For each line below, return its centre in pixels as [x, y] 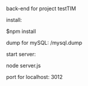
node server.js [24, 65]
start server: [21, 54]
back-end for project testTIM [41, 9]
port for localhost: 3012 [35, 77]
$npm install [21, 31]
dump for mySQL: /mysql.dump [44, 43]
